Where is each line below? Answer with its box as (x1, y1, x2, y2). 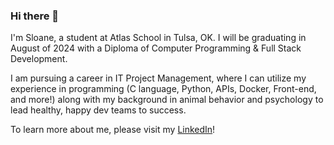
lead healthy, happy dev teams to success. (10, 104, 187, 116)
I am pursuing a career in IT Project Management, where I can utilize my (10, 72, 307, 84)
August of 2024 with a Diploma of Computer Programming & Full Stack (10, 42, 302, 54)
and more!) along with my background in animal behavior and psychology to (10, 94, 324, 106)
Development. (10, 53, 68, 65)
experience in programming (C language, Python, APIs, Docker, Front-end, (10, 83, 317, 95)
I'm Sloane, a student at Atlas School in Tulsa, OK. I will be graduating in (10, 32, 307, 44)
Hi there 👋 (10, 9, 60, 23)
